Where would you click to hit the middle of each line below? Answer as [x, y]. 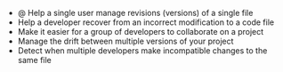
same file [34, 60]
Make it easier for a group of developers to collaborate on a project [141, 32]
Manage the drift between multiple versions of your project [125, 41]
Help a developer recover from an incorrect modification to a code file [146, 22]
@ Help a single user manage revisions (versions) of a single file [135, 13]
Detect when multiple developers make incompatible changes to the [142, 51]
